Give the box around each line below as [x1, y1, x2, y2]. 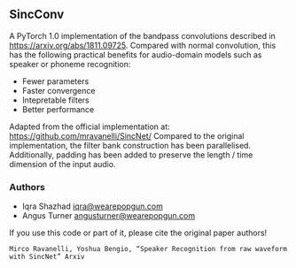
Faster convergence [21, 85, 96, 96]
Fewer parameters [21, 75, 90, 87]
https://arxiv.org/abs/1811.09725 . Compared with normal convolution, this [9, 40, 277, 50]
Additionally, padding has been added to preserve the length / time [9, 149, 253, 160]
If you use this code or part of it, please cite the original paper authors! [9, 227, 268, 238]
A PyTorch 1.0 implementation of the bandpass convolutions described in [9, 30, 277, 41]
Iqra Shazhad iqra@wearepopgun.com [21, 201, 164, 211]
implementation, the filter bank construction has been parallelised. [9, 140, 251, 150]
